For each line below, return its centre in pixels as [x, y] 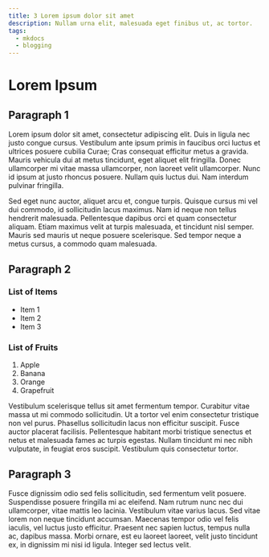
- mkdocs [30, 38]
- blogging [34, 46]
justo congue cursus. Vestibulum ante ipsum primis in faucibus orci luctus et [134, 143]
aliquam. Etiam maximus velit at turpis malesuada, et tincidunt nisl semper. [131, 227]
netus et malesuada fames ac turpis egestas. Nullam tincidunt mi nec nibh [130, 440]
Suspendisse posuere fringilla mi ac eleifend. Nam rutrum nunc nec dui [126, 502]
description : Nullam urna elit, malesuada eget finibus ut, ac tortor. [130, 23]
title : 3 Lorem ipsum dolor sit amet [71, 16]
